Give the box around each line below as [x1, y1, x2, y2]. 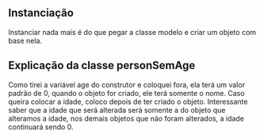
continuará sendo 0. [8, 122, 74, 132]
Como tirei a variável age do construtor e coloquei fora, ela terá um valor [8, 79, 246, 90]
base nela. [8, 36, 42, 45]
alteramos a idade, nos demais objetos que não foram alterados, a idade [8, 113, 244, 123]
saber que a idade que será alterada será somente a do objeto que [8, 105, 226, 114]
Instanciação [8, 6, 74, 20]
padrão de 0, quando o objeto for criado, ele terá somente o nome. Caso [8, 88, 245, 98]
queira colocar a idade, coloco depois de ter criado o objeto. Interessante [8, 97, 248, 106]
